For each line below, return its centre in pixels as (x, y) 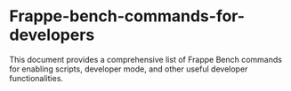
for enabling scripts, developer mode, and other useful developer (129, 69)
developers (52, 35)
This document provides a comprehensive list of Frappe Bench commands (146, 59)
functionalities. (36, 78)
